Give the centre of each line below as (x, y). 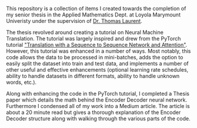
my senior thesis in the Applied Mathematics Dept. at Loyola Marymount (94, 15)
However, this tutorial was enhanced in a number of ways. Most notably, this (98, 51)
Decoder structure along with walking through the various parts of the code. (98, 119)
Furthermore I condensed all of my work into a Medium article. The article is (98, 106)
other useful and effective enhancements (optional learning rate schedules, (97, 70)
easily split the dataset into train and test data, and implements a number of (98, 63)
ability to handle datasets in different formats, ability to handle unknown (93, 76)
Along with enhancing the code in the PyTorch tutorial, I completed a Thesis (98, 94)
